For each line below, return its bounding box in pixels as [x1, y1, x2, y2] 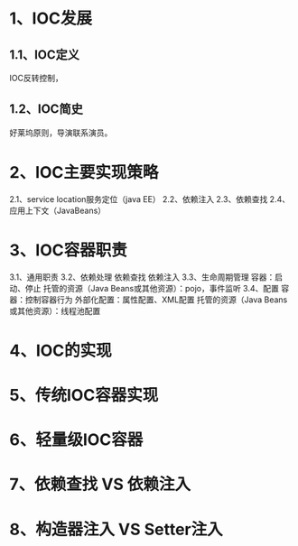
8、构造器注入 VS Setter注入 [9, 519, 223, 540]
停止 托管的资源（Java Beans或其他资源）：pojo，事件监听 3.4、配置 [24, 282, 280, 293]
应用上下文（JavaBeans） [9, 205, 107, 216]
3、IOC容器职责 [9, 240, 128, 260]
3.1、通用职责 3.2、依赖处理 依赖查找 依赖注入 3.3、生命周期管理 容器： [9, 272, 275, 282]
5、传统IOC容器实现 [9, 385, 159, 406]
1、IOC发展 [9, 8, 93, 29]
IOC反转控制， [9, 73, 63, 83]
